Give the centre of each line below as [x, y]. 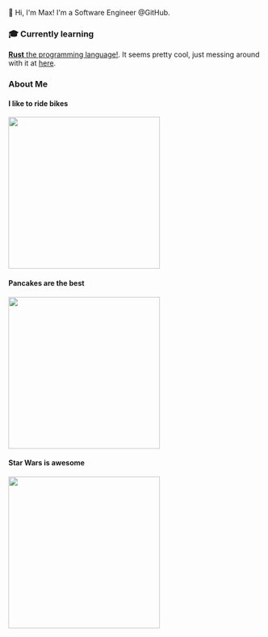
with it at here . [32, 63]
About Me [28, 84]
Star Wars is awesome [46, 463]
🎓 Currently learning [51, 34]
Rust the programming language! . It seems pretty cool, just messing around [134, 55]
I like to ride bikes [38, 103]
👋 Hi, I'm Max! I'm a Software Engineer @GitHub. [90, 13]
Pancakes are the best [46, 283]
